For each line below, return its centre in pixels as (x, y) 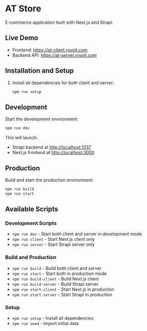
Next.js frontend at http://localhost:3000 (53, 153)
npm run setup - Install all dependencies (53, 318)
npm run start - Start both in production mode (59, 274)
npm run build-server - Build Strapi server (55, 284)
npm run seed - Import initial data (45, 323)
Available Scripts (32, 209)
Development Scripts (31, 223)
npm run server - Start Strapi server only (54, 245)
